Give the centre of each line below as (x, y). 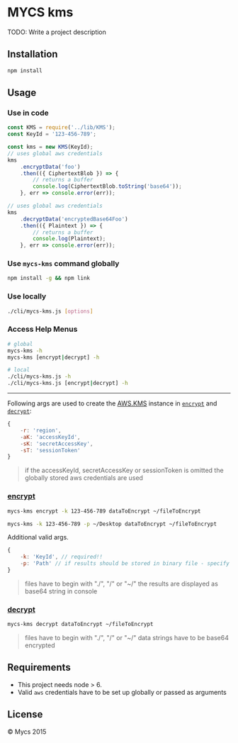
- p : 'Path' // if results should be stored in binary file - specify (125, 564)
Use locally (27, 296)
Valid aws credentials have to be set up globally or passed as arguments (122, 692)
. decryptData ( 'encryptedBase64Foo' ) (74, 219)
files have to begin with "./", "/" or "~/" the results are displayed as (121, 583)
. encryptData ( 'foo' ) (50, 167)
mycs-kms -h (25, 351)
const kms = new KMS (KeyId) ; (50, 147)
